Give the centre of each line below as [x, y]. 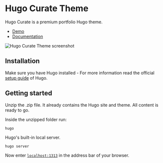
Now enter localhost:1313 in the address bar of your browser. [67, 155]
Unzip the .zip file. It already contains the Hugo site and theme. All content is [82, 105]
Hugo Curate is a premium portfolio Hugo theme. [54, 22]
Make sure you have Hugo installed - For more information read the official [80, 73]
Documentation [27, 36]
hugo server [17, 146]
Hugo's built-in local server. [33, 137]
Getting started [29, 93]
